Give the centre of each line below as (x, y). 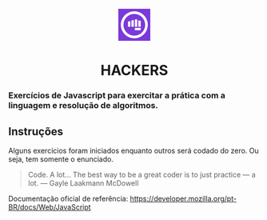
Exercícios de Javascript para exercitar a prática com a (117, 95)
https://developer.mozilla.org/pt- (183, 198)
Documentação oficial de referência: (68, 198)
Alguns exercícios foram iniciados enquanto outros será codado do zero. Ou (134, 150)
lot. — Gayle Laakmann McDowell (83, 183)
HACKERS (134, 71)
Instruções (36, 132)
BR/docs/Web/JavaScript (50, 207)
